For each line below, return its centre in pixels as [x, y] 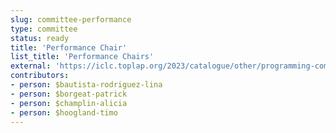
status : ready [40, 38]
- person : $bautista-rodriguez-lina [86, 85]
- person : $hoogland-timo [64, 112]
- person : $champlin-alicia [69, 103]
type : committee [44, 29]
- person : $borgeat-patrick [69, 94]
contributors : [40, 76]
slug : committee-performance [71, 19]
